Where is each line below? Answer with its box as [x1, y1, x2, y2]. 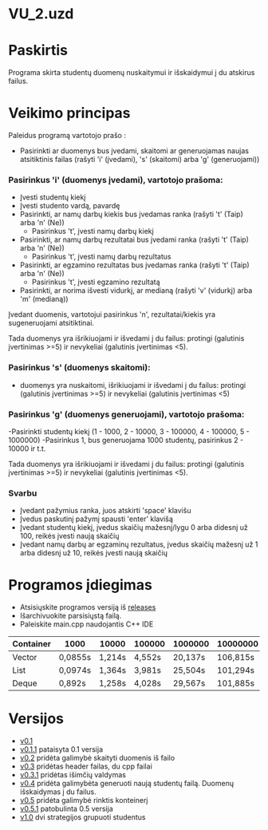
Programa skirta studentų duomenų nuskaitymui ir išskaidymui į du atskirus [8, 68, 255, 77]
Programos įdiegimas [8, 576, 153, 595]
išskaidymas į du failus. [19, 787, 97, 796]
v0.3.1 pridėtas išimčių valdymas [19, 770, 126, 780]
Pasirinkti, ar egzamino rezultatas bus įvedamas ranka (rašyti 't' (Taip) [19, 260, 250, 270]
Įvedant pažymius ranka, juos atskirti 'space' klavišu [19, 506, 191, 516]
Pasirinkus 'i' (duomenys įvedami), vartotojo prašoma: [8, 174, 223, 185]
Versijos [8, 709, 64, 728]
